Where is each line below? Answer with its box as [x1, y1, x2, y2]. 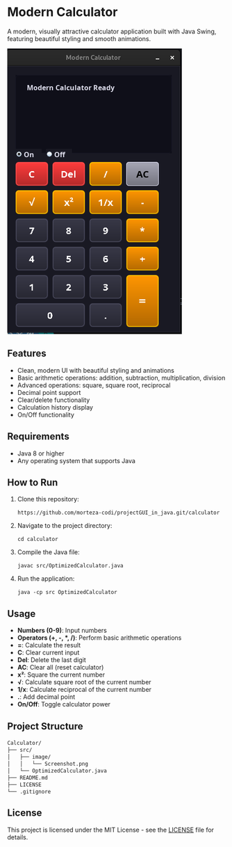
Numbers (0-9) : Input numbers [17, 627, 108, 635]
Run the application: [17, 574, 75, 583]
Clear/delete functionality [17, 396, 90, 404]
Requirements [7, 430, 69, 442]
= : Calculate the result [17, 641, 81, 650]
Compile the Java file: [17, 548, 80, 556]
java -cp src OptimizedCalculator [17, 589, 117, 596]
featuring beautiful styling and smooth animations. [7, 34, 151, 42]
